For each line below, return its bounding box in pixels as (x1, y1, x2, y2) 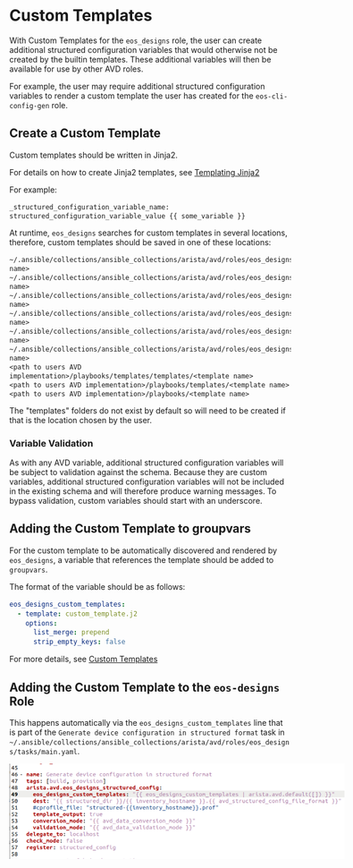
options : (25, 618, 58, 627)
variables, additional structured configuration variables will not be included (9, 476, 284, 488)
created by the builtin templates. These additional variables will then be (9, 54, 272, 64)
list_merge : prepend (32, 628, 110, 637)
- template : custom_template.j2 (17, 609, 139, 618)
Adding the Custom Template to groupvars (9, 521, 252, 537)
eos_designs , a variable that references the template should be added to (9, 554, 274, 565)
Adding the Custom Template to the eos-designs (9, 679, 280, 694)
